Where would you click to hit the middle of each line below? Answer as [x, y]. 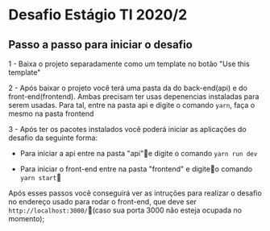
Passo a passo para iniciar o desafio [101, 45]
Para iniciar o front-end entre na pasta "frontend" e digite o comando [136, 169]
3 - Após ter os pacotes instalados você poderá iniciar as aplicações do [128, 129]
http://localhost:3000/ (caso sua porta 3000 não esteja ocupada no [125, 210]
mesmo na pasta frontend [51, 113]
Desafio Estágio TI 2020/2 [98, 15]
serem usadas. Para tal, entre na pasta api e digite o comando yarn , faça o [132, 105]
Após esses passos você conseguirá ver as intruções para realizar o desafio [135, 193]
